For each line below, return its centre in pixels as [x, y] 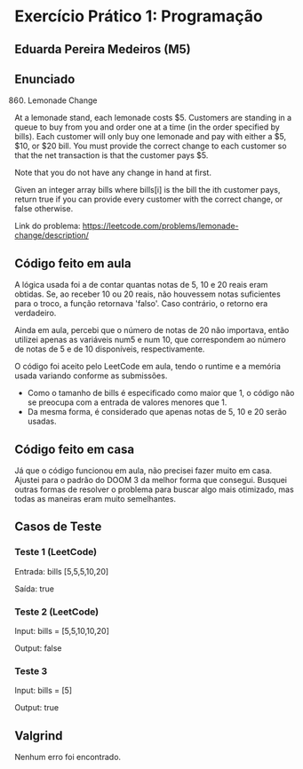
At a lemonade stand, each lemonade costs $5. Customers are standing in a [153, 118]
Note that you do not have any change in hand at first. [113, 173]
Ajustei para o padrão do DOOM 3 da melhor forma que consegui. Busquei [151, 480]
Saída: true [34, 589]
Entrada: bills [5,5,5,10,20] [62, 571]
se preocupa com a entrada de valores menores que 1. [127, 402]
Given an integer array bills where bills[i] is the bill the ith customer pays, [148, 190]
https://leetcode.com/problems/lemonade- [160, 226]
